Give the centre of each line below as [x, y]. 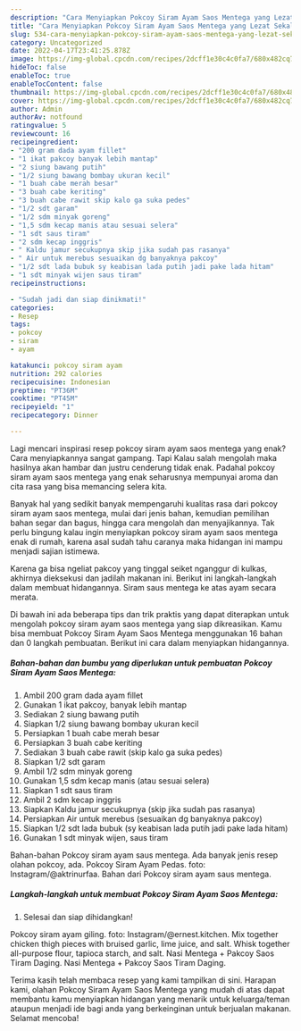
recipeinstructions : [49, 283]
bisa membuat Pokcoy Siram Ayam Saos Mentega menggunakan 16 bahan [146, 633]
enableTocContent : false [56, 84]
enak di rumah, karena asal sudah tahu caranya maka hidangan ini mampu [146, 541]
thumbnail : [30, 92]
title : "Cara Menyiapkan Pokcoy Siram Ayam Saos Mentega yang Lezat [140, 26]
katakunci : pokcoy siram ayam [67, 365]
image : [22, 59]
